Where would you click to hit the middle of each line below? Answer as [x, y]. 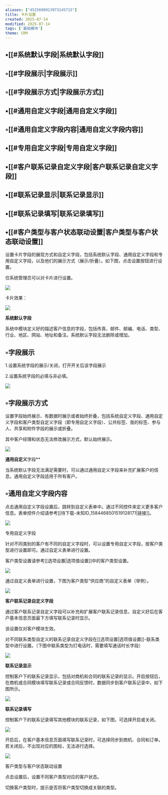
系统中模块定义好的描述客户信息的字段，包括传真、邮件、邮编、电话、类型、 [84, 329]
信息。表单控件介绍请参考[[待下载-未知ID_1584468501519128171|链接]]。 [79, 513]
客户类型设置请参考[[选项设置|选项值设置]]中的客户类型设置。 [68, 560]
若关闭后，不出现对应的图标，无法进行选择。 [51, 746]
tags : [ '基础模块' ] [24, 29]
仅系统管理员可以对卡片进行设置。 [40, 278]
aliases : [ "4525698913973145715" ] [41, 10]
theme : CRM [16, 33]
